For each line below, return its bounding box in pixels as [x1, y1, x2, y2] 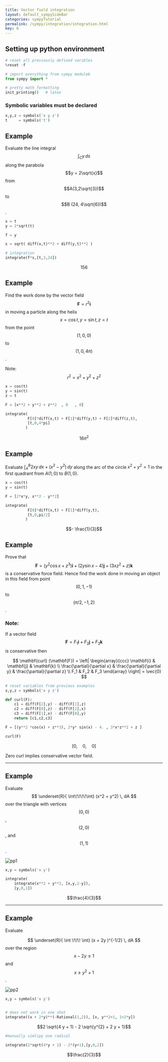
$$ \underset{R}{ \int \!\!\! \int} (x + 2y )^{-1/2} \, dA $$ [27, 937, 141, 943]
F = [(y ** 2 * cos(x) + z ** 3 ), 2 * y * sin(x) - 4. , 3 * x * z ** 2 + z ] [5, 725, 142, 730]
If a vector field [5, 631, 36, 637]
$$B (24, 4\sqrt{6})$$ [61, 201, 107, 207]
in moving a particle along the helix [5, 309, 77, 315]
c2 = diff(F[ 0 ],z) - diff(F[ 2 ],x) [14, 706, 86, 712]
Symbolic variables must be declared [5, 102, 97, 109]
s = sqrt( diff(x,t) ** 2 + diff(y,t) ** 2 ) [5, 241, 93, 246]
